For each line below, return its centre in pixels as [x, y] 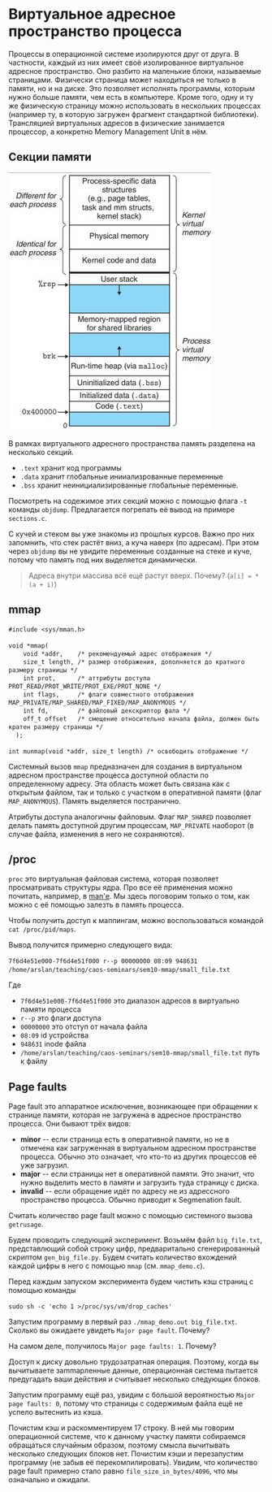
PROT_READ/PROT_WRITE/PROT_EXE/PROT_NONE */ [85, 686]
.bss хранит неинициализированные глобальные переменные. [129, 485]
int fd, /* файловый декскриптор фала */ [107, 711]
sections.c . [28, 518]
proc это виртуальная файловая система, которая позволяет [114, 879]
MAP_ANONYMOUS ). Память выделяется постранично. [95, 800]
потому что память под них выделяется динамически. [103, 559]
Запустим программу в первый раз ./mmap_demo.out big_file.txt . [123, 1322]
